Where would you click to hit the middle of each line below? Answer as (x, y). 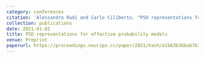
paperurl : (19, 46)
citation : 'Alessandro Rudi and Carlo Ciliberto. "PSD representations (99, 18)
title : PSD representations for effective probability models (87, 34)
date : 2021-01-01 (28, 29)
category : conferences (35, 12)
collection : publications (39, 23)
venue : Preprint (27, 40)
